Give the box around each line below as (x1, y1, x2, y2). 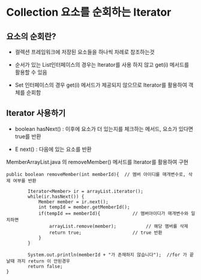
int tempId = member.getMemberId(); (38, 204, 130, 210)
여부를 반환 (13, 178, 37, 184)
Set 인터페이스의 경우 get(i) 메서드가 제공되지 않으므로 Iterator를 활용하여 (14, 82, 187, 88)
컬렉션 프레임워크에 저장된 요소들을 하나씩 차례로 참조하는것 (14, 49, 155, 55)
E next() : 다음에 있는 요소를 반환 (14, 145, 92, 153)
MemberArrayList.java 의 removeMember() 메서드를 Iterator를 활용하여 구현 (6, 158, 189, 165)
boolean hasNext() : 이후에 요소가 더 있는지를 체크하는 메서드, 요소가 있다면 (14, 125, 194, 132)
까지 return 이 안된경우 (17, 258, 71, 264)
